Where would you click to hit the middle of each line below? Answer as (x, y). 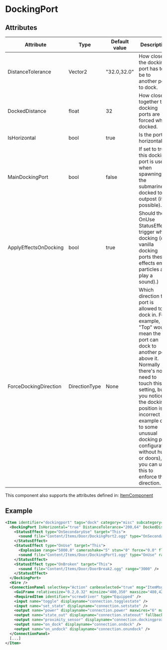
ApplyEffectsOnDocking (36, 247)
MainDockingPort (28, 177)
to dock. (148, 87)
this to (146, 471)
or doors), (151, 458)
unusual (148, 433)
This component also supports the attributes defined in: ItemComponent (79, 495)
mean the (150, 333)
